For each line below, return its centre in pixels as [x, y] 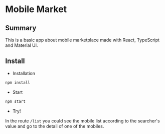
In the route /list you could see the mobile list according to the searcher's [82, 121]
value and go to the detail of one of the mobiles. [55, 126]
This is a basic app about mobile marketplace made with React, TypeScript [82, 40]
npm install [18, 82]
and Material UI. [22, 45]
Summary [21, 28]
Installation [24, 73]
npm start [16, 101]
